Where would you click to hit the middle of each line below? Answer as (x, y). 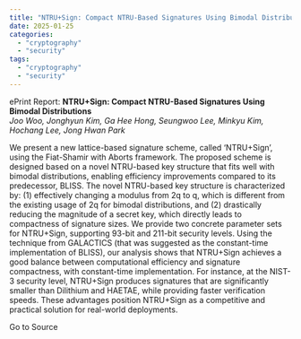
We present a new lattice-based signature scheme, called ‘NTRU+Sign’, (141, 147)
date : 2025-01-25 (42, 26)
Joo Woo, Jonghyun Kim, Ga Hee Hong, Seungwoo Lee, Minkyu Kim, (137, 120)
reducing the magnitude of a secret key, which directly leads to (125, 214)
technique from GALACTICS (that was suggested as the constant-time (139, 242)
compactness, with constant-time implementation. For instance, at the (138, 271)
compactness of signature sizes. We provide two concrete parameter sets (146, 223)
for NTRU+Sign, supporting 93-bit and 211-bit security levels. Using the (141, 233)
